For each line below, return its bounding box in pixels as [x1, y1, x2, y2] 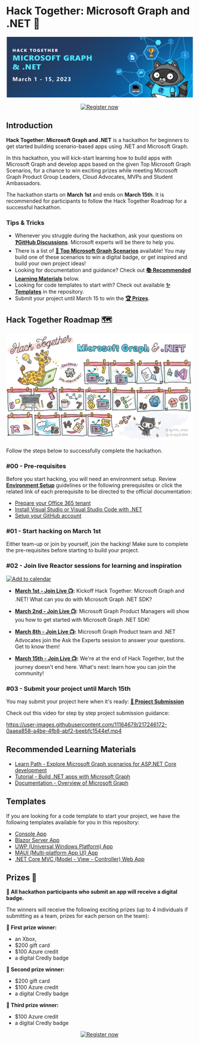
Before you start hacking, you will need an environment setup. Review [6, 475, 176, 482]
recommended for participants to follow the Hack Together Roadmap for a [6, 197, 187, 205]
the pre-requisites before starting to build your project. [6, 547, 140, 554]
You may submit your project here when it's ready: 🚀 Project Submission [6, 697, 184, 705]
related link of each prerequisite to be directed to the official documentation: [6, 488, 192, 495]
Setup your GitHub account [14, 512, 82, 519]
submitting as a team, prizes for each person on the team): [6, 913, 149, 920]
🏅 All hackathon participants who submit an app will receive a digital [6, 888, 178, 895]
